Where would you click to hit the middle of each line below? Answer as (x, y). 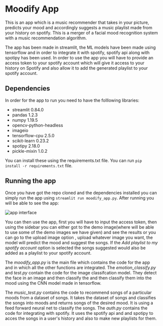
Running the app (30, 181)
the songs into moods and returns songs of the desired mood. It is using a (79, 303)
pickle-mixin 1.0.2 (30, 151)
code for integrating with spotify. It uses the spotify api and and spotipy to (79, 313)
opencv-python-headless (37, 125)
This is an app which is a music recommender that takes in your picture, (77, 22)
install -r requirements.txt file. (39, 165)
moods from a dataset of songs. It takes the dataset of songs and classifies (81, 297)
